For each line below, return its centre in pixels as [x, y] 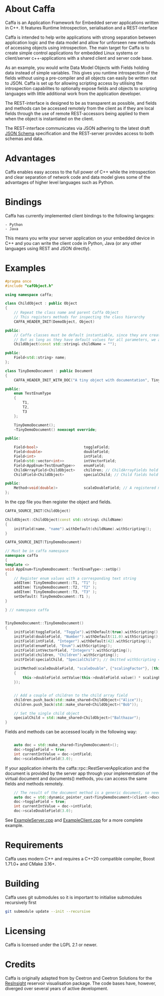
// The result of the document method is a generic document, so [82, 793]
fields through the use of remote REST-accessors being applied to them [77, 113]
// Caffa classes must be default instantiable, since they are [81, 335]
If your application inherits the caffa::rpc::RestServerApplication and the [77, 768]
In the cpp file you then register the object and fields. [58, 502]
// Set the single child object [47, 713]
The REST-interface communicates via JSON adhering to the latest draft [77, 128]
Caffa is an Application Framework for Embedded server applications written [82, 23]
